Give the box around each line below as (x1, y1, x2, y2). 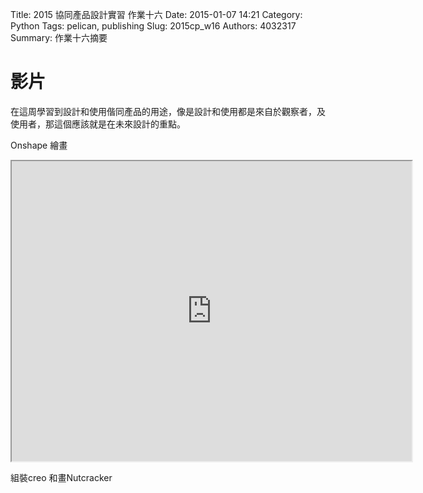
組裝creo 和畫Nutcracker (10, 471, 113, 483)
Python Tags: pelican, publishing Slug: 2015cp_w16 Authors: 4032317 (10, 20, 297, 32)
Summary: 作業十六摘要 (10, 32, 108, 43)
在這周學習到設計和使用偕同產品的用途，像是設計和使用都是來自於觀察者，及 (10, 105, 326, 117)
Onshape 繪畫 (10, 139, 68, 151)
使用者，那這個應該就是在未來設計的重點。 (10, 118, 186, 130)
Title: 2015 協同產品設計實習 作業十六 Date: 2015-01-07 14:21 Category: (10, 9, 303, 20)
